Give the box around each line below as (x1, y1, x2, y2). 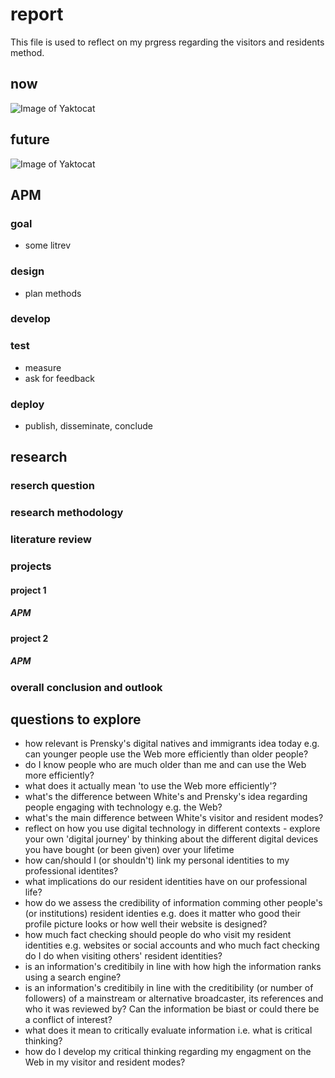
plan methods (24, 287, 82, 299)
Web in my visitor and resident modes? (24, 1056, 186, 1068)
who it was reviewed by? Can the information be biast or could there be (24, 1003, 320, 1015)
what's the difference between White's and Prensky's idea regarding (24, 791, 308, 803)
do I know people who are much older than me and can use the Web (24, 759, 307, 771)
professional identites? (24, 865, 119, 877)
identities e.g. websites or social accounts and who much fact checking (24, 939, 320, 952)
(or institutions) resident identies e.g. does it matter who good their (24, 908, 301, 920)
